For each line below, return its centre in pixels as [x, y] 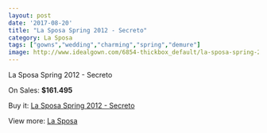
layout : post [30, 15]
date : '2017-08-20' [41, 23]
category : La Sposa [41, 38]
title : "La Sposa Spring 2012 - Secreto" [78, 30]
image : [19, 52]
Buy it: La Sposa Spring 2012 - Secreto [72, 105]
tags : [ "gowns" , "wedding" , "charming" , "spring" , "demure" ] [104, 45]
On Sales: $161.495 [41, 90]
